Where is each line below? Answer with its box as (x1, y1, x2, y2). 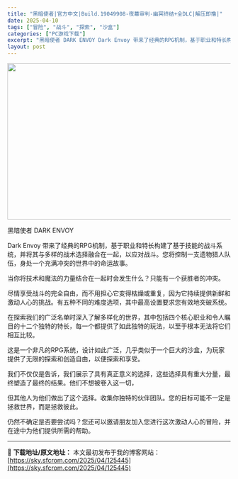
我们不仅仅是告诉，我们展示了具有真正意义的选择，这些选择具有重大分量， (7, 370, 225, 378)
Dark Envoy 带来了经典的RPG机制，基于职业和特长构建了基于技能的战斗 (7, 242, 217, 249)
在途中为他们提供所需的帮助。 (7, 427, 94, 434)
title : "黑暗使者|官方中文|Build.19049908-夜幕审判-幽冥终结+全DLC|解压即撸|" (7, 10, 223, 18)
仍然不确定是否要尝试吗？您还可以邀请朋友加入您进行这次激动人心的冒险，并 (7, 417, 231, 426)
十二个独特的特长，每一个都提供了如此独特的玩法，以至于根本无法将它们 (19, 322, 231, 330)
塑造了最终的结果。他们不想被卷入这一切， (13, 378, 138, 387)
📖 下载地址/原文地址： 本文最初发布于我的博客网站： (7, 448, 161, 456)
